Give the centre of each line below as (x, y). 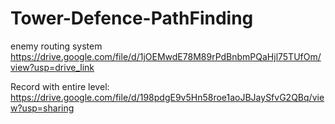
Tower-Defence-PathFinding (132, 18)
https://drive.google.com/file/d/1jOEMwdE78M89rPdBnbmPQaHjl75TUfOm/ (166, 56)
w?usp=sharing (42, 108)
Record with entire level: (60, 86)
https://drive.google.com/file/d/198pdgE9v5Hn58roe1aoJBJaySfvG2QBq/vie (167, 97)
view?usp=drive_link (52, 67)
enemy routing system (56, 46)
